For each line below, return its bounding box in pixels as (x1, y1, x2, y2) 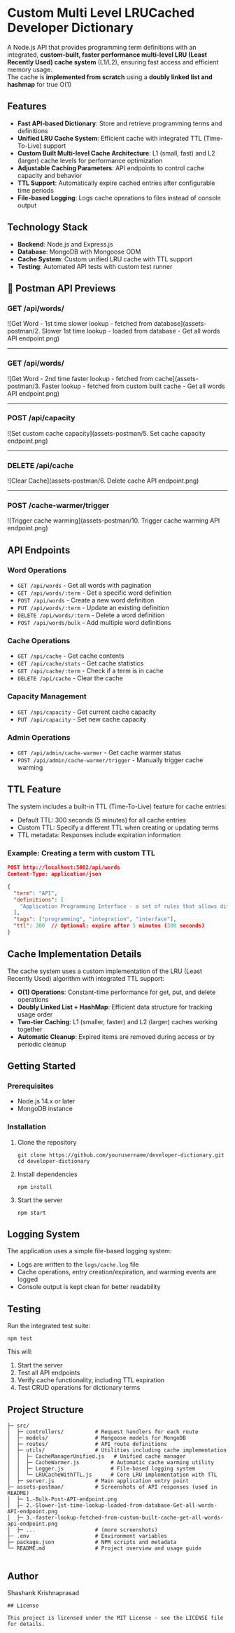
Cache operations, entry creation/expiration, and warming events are (17, 1268, 217, 1276)
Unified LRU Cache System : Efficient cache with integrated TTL (17, 134, 202, 142)
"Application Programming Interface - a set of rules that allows (20, 902, 218, 910)
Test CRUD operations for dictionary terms (17, 1384, 141, 1392)
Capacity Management (7, 691, 87, 701)
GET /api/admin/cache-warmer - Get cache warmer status (17, 748, 182, 757)
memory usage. (7, 65, 52, 74)
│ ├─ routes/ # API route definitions (7, 1441, 168, 1448)
